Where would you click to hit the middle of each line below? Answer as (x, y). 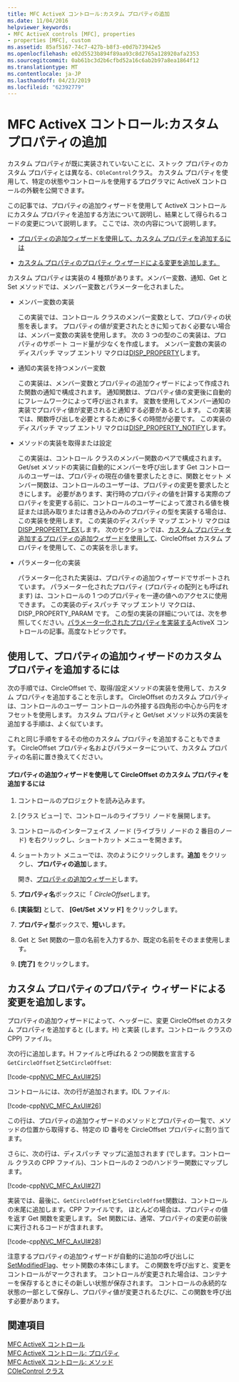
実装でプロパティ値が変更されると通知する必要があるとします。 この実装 (124, 410)
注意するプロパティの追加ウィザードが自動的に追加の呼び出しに (101, 1256)
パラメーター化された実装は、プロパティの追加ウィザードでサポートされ (124, 578)
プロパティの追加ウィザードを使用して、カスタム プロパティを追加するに (124, 239)
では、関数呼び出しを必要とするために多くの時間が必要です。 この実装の (124, 419)
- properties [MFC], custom (49, 41)
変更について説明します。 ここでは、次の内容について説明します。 (123, 224)
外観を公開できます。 (57, 191)
